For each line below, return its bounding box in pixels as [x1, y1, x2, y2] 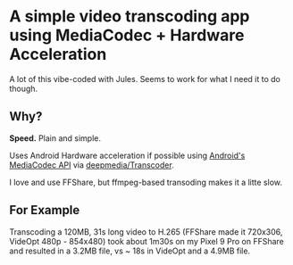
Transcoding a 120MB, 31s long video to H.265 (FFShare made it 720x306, [9, 226, 283, 237]
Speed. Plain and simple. [9, 132, 101, 144]
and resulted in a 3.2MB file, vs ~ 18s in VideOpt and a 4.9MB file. [9, 245, 251, 256]
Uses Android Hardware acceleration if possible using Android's [9, 150, 246, 161]
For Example [9, 203, 80, 218]
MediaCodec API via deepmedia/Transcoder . [9, 159, 174, 170]
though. [9, 83, 38, 94]
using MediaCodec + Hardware [9, 25, 245, 46]
